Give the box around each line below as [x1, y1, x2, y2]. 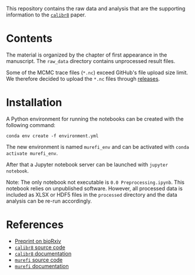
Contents [6, 32, 53, 45]
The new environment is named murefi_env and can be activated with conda [6, 143, 190, 150]
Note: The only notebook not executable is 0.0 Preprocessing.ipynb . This [6, 178, 184, 185]
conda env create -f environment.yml [6, 132, 99, 139]
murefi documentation [14, 262, 69, 270]
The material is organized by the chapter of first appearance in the [6, 51, 167, 58]
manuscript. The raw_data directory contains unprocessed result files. [6, 57, 176, 64]
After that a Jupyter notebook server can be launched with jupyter [6, 161, 168, 168]
